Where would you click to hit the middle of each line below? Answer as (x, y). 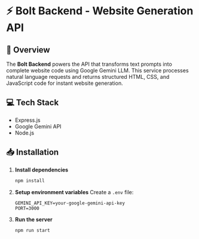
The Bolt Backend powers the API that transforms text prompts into (89, 64)
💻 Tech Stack (33, 102)
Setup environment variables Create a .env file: (74, 192)
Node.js (25, 133)
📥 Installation (33, 152)
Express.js (27, 120)
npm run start (32, 230)
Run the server (33, 219)
